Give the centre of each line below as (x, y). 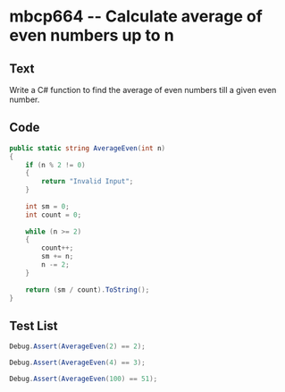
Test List (34, 325)
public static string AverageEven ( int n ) (88, 148)
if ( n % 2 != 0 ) (56, 165)
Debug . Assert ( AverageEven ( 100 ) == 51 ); (84, 379)
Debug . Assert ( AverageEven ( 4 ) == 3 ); (77, 363)
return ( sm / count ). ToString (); (88, 290)
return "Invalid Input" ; (88, 182)
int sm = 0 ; (47, 206)
